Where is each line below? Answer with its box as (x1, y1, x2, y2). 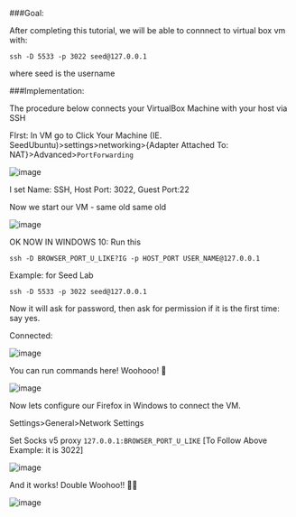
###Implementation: (9, 86, 85, 96)
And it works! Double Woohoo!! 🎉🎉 (9, 480, 138, 490)
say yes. (9, 313, 41, 323)
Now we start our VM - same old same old (9, 202, 167, 212)
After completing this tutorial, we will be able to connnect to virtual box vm (9, 25, 286, 35)
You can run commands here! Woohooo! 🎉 (9, 365, 167, 375)
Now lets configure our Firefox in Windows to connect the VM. (9, 401, 242, 411)
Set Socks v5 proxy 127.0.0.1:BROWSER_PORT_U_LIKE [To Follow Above (9, 435, 268, 446)
